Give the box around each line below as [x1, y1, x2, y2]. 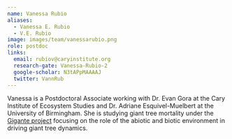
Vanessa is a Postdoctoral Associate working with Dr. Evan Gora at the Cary [7, 94, 226, 103]
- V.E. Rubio [13, 29, 52, 37]
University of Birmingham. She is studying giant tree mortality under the [7, 109, 215, 117]
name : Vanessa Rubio [7, 10, 68, 17]
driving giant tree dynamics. [7, 124, 88, 133]
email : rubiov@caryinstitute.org [13, 56, 111, 63]
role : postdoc [7, 43, 49, 50]
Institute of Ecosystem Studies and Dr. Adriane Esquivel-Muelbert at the [7, 102, 215, 110]
